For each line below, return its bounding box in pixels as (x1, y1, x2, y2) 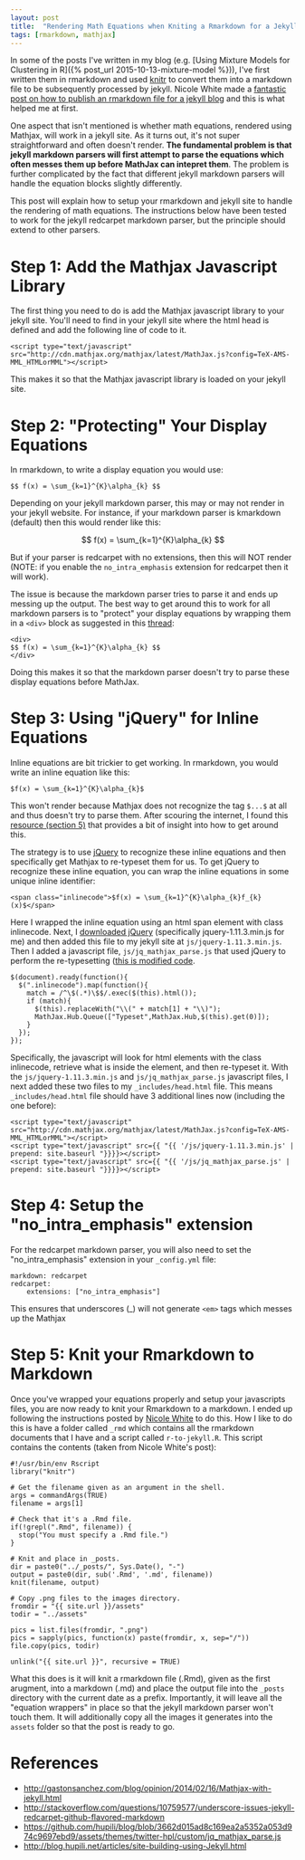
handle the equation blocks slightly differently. (10, 178, 183, 189)
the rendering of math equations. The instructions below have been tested (10, 205, 288, 216)
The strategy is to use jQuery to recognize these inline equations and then (10, 847, 286, 858)
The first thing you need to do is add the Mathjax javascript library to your (10, 305, 285, 317)
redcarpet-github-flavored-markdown (23, 1812, 166, 1822)
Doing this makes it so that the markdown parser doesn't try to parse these (10, 667, 291, 678)
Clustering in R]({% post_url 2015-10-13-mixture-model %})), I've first (10, 64, 271, 75)
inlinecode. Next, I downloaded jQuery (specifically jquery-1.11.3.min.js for (10, 927, 285, 938)
